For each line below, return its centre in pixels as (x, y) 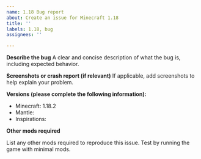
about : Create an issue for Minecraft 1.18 (63, 18)
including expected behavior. (43, 64)
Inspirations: (31, 119)
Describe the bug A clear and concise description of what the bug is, (93, 57)
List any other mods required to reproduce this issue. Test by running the (98, 143)
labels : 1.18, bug (30, 29)
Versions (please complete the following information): (76, 94)
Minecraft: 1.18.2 (35, 106)
